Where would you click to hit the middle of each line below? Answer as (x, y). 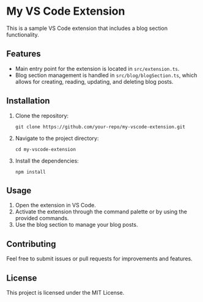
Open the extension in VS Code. (55, 205)
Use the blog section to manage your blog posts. (76, 225)
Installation (28, 101)
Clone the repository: (42, 116)
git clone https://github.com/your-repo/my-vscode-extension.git (100, 127)
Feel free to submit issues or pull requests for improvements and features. (99, 259)
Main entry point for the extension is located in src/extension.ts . (97, 68)
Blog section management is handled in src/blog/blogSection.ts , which (106, 75)
